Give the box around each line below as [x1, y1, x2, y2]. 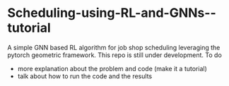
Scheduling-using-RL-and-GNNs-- [7, 5, 217, 21]
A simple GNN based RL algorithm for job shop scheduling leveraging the [7, 43, 221, 51]
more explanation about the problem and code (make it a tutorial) [17, 64, 207, 73]
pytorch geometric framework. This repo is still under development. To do [7, 51, 223, 59]
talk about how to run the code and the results [17, 72, 153, 80]
